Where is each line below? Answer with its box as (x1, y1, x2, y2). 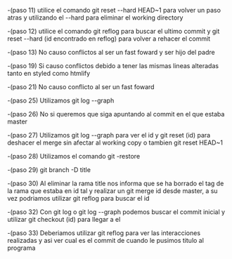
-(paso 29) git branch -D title (7, 166, 91, 174)
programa (7, 244, 36, 252)
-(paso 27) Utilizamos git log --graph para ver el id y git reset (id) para (7, 131, 211, 139)
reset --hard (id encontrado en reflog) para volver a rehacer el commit (7, 34, 211, 43)
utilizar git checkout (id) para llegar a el (7, 215, 121, 223)
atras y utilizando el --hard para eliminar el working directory (7, 13, 183, 22)
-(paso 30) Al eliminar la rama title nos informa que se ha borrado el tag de (7, 179, 224, 187)
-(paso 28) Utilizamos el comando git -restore (7, 152, 141, 160)
